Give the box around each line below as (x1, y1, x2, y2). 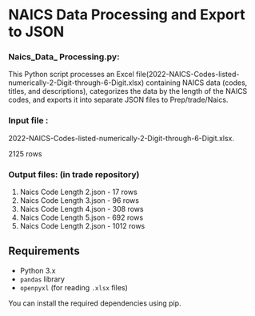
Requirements (8, 245, 80, 258)
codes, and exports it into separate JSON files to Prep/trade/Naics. (8, 95, 229, 105)
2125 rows (8, 148, 42, 158)
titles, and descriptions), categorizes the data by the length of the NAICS (8, 87, 248, 96)
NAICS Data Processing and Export (8, 6, 245, 24)
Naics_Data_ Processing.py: (8, 51, 120, 63)
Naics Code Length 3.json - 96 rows (19, 196, 140, 205)
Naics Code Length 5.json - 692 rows (19, 213, 144, 222)
